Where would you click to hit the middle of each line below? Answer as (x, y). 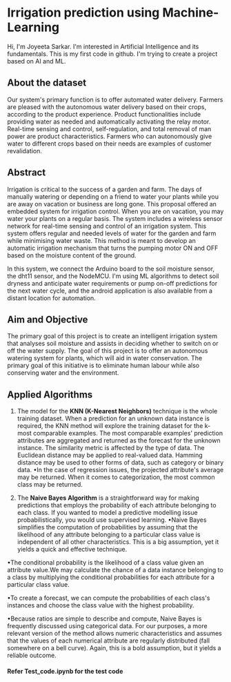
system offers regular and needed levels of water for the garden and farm (112, 233)
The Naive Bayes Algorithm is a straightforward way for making (108, 498)
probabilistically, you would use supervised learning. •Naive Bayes (112, 520)
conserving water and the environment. (63, 373)
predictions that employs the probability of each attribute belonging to (117, 505)
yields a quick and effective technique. (72, 549)
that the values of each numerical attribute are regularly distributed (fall (109, 641)
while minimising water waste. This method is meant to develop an (102, 240)
